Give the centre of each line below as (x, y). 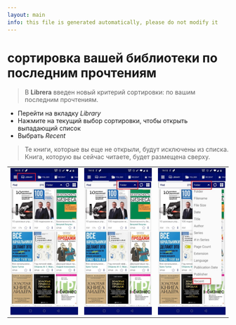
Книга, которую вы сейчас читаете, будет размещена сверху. (117, 157)
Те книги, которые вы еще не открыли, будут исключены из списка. (126, 149)
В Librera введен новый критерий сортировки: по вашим (110, 92)
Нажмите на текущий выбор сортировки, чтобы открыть (103, 121)
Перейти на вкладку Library (59, 113)
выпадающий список (49, 128)
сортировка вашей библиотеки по (112, 58)
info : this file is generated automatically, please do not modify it (113, 22)
